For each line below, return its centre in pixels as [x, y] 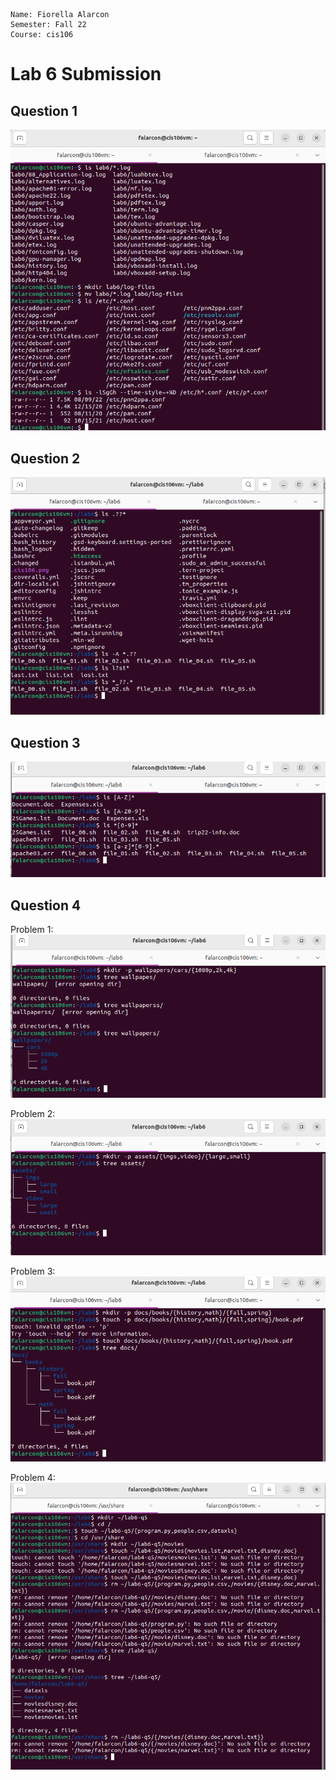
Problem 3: [33, 1271]
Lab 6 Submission [86, 74]
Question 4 [46, 905]
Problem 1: [32, 930]
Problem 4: [33, 1478]
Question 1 [44, 110]
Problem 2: [33, 1113]
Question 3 [45, 742]
